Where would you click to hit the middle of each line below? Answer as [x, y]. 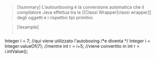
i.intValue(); [16, 51]
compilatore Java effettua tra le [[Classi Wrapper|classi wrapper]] [84, 12]
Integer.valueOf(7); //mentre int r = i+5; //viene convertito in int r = [72, 46]
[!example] [28, 27]
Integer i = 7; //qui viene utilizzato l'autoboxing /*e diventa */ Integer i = [78, 41]
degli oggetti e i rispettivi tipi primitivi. [55, 17]
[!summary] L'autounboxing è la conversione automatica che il [80, 7]
